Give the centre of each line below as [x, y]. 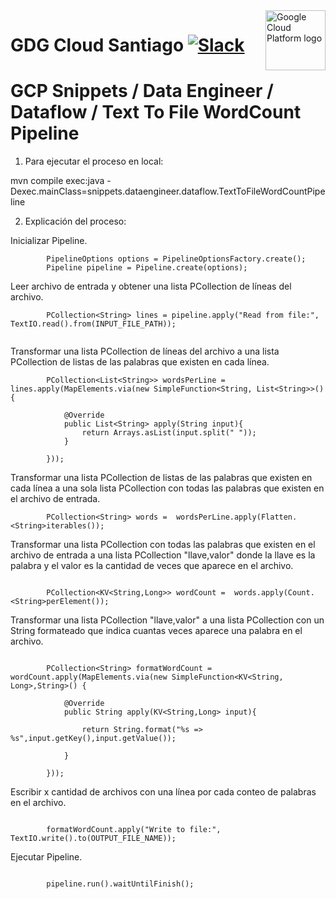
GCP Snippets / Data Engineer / [142, 91]
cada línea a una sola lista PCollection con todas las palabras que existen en [167, 488]
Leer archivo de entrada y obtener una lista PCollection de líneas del [151, 286]
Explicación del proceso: [75, 221]
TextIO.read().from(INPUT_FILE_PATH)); [93, 324]
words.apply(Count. [274, 593]
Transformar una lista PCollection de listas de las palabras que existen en [161, 478]
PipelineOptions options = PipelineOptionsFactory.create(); [176, 259]
